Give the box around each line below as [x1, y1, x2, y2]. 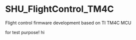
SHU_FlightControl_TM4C [5, 3, 114, 15]
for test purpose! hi [5, 29, 45, 35]
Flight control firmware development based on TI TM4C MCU [5, 20, 131, 26]
